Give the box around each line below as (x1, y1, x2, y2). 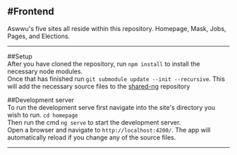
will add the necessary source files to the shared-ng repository (7, 82, 190, 90)
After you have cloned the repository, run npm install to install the (7, 59, 200, 68)
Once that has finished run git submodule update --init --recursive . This (7, 74, 226, 83)
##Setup (7, 52, 33, 61)
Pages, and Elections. (7, 32, 71, 40)
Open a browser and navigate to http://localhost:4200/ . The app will (7, 125, 211, 134)
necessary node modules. (7, 67, 83, 75)
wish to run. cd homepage (7, 111, 78, 119)
